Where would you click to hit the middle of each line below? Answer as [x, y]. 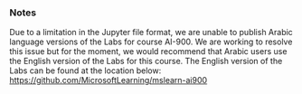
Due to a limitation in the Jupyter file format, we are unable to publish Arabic [151, 33]
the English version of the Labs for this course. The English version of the [146, 61]
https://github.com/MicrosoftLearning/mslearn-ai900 [109, 80]
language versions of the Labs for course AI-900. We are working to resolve [151, 42]
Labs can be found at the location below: [85, 70]
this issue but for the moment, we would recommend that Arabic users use [148, 52]
